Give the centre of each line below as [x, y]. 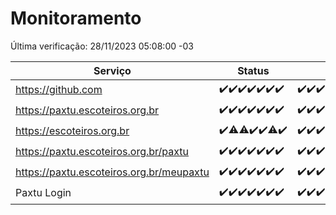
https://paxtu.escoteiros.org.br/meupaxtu [112, 172]
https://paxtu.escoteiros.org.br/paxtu [102, 152]
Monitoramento [76, 18]
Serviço [112, 70]
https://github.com [59, 90]
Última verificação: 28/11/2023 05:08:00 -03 [102, 46]
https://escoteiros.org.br [72, 131]
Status [253, 70]
